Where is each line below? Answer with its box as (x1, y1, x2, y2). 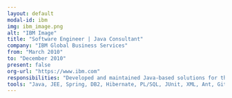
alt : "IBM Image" (7, 29, 57, 37)
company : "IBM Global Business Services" (7, 42, 128, 49)
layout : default (7, 10, 54, 17)
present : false (7, 61, 51, 68)
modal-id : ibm (7, 17, 48, 23)
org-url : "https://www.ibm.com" (7, 68, 100, 75)
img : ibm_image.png (7, 23, 64, 30)
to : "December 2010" (7, 55, 67, 62)
